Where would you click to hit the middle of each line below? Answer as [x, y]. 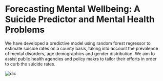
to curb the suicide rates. [30, 64]
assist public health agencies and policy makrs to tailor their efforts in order [81, 59]
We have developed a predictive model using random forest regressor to [78, 43]
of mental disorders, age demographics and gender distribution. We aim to [80, 53]
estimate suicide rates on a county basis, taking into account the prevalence [82, 48]
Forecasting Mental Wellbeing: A [73, 9]
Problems [25, 30]
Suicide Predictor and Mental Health [80, 19]
